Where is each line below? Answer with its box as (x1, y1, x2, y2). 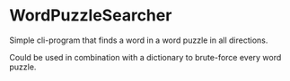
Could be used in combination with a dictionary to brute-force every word (9, 52, 282, 62)
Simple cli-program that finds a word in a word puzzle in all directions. (9, 35, 268, 45)
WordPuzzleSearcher (9, 5, 172, 26)
